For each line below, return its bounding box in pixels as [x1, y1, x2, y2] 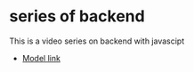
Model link [21, 52, 61, 63]
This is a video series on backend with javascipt [9, 36, 185, 46]
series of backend [9, 6, 145, 27]
